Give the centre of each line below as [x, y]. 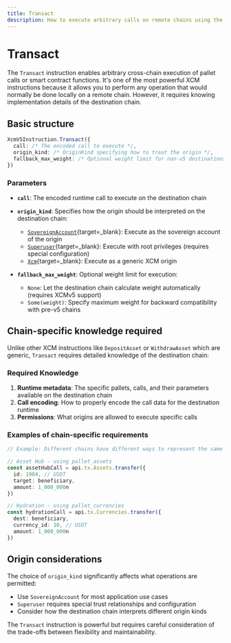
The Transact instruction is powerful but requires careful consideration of [111, 624]
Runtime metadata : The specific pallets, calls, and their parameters [113, 388]
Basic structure [41, 123]
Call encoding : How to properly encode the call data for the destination [118, 402]
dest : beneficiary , [41, 519]
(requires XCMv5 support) [64, 295]
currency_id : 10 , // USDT [51, 525]
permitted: [22, 583]
